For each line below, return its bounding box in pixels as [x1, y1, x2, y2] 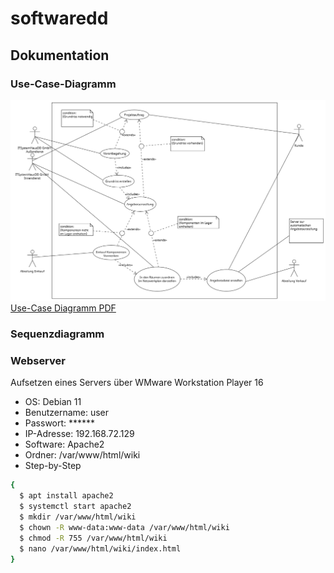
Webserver [10, 354, 66, 368]
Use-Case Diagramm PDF [10, 302, 117, 314]
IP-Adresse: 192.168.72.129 [24, 428, 135, 440]
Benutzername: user [24, 407, 110, 419]
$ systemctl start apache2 [19, 502, 132, 512]
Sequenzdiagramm [10, 327, 105, 341]
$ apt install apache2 [19, 491, 114, 501]
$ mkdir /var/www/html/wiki [19, 512, 137, 522]
